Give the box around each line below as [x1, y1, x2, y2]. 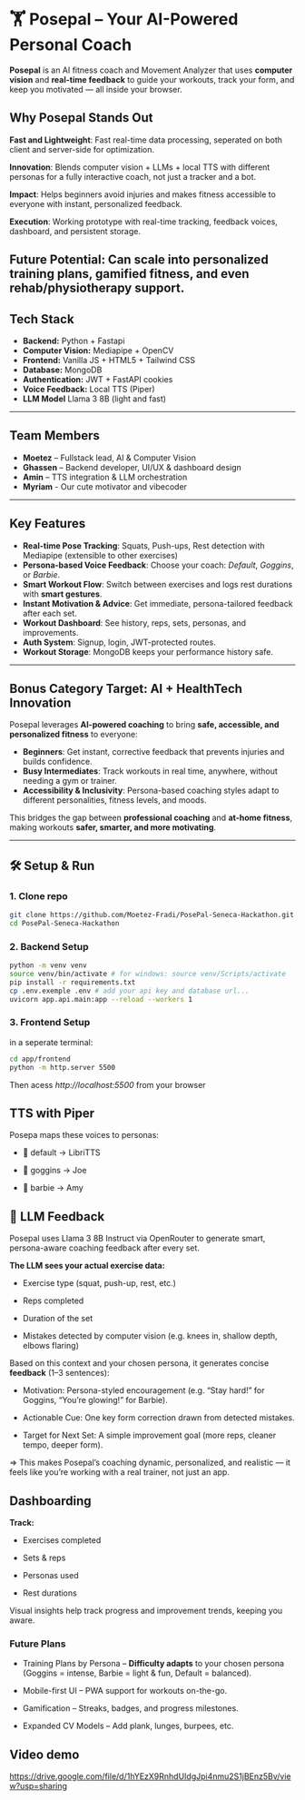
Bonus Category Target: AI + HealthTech [9, 680, 243, 697]
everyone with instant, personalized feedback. [9, 198, 183, 209]
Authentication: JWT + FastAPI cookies [22, 373, 173, 384]
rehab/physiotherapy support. [9, 281, 185, 296]
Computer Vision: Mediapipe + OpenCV [22, 344, 174, 356]
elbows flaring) [22, 1340, 80, 1351]
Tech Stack [9, 312, 74, 327]
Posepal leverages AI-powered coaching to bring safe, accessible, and [9, 719, 280, 730]
